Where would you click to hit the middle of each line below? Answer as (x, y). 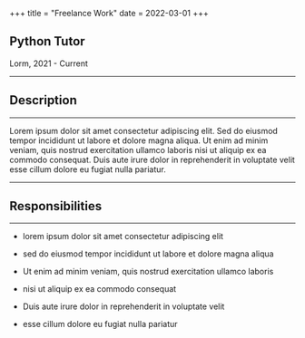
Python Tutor (47, 41)
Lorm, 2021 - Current (49, 63)
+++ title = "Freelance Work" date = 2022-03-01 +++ (109, 13)
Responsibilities (56, 206)
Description (43, 100)
